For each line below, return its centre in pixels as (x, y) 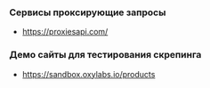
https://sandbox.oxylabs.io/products (89, 74)
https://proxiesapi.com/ (65, 32)
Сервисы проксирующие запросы (88, 12)
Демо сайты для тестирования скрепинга (105, 55)
